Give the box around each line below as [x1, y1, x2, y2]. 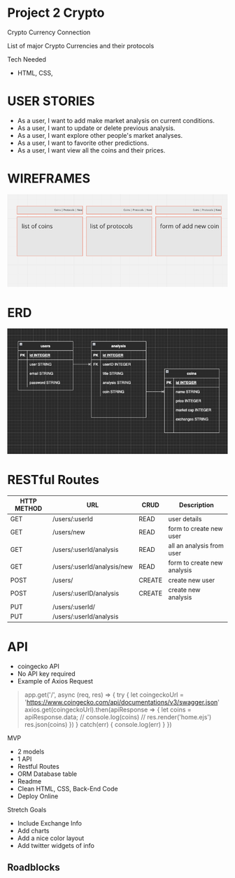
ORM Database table [17, 770, 78, 778]
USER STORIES [7, 93, 95, 109]
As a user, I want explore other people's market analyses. [17, 131, 183, 139]
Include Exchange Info [17, 819, 83, 827]
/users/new [52, 528, 85, 537]
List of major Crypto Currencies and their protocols [7, 41, 155, 50]
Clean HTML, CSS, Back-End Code [17, 784, 118, 793]
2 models [17, 747, 45, 756]
